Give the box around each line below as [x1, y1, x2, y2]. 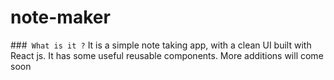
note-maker [10, 6, 111, 29]
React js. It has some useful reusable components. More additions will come [10, 49, 324, 61]
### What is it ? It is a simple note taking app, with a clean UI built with [10, 39, 312, 51]
